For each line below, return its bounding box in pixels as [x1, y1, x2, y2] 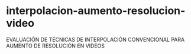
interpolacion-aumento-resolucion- [6, 4, 186, 18]
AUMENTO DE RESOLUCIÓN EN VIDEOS [6, 42, 105, 49]
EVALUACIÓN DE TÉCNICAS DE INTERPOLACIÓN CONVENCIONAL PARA [6, 36, 185, 43]
